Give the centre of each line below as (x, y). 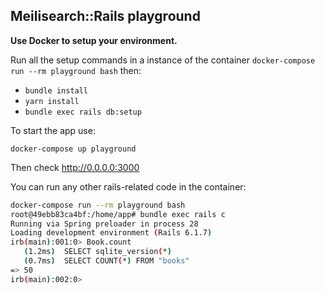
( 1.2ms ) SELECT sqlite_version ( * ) (97, 252)
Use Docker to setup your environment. (94, 40)
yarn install (52, 101)
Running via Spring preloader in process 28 (104, 224)
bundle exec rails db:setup (83, 112)
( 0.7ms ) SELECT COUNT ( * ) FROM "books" (106, 261)
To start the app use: (53, 130)
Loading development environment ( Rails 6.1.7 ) (111, 233)
